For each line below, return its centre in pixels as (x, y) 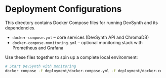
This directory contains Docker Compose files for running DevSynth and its (82, 23)
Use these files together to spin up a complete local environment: (72, 57)
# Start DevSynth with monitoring (41, 66)
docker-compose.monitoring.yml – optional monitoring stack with (78, 42)
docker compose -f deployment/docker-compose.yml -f (61, 71)
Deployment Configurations (63, 9)
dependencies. (20, 27)
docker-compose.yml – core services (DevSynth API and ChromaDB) (81, 37)
